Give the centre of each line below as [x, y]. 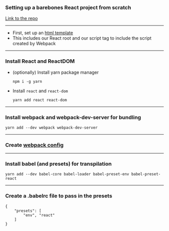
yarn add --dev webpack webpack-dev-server [52, 128]
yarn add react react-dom [39, 100]
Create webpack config [34, 145]
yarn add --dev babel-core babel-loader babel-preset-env [67, 174]
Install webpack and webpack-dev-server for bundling [73, 117]
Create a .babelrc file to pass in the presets [59, 196]
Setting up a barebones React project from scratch [68, 8]
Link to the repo [22, 19]
